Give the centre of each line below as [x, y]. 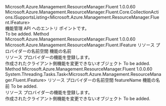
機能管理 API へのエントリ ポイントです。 [47, 28]
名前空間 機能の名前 [51, 51]
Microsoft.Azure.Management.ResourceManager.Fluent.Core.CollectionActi [82, 12]
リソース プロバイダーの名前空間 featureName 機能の [102, 80]
